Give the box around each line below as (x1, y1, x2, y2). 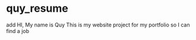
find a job (6, 27, 30, 34)
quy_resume (6, 2, 68, 15)
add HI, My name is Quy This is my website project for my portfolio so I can (6, 21, 190, 28)
